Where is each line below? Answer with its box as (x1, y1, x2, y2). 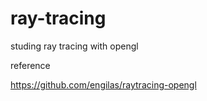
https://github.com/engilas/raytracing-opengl (10, 78, 197, 91)
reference (10, 59, 51, 71)
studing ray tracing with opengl (10, 40, 139, 52)
